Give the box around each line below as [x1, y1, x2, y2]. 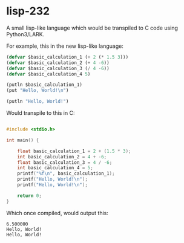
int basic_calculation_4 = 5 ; [17, 165, 94, 171]
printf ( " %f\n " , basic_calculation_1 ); [17, 170, 115, 177]
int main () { [6, 137, 39, 143]
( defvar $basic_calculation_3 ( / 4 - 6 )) [6, 65, 110, 71]
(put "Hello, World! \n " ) [6, 88, 69, 94]
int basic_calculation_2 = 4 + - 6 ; [17, 154, 107, 160]
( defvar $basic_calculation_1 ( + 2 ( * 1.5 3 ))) [6, 54, 129, 60]
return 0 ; [17, 192, 42, 199]
